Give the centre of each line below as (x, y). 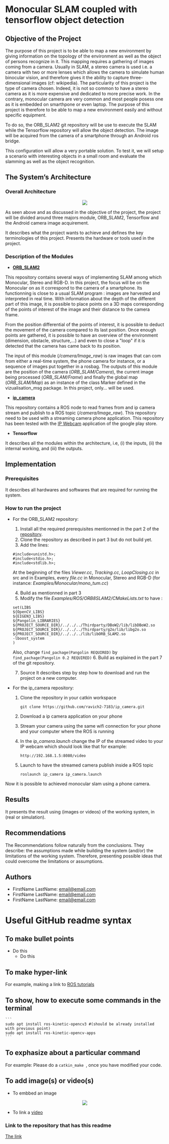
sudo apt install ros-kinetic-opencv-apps (50, 1033)
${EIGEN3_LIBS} (29, 616)
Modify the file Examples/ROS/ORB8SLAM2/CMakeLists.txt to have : (91, 598)
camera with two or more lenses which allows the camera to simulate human (85, 72)
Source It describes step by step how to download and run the (85, 673)
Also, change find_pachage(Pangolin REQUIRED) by (65, 652)
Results (17, 800)
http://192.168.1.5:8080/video (53, 755)
